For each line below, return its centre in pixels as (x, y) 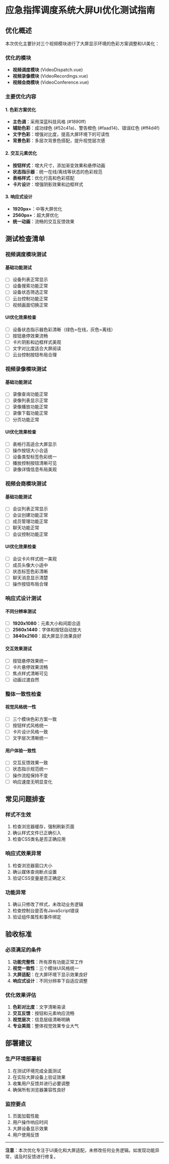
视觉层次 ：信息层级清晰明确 (41, 1019)
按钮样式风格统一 (30, 726)
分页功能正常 (26, 419)
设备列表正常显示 (30, 280)
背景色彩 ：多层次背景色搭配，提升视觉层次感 (59, 141)
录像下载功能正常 (30, 413)
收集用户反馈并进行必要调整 (41, 1083)
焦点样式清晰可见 (30, 673)
